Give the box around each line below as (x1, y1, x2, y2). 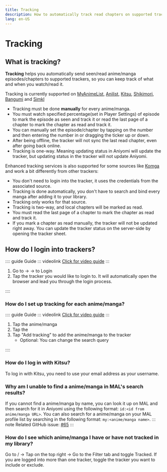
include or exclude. (5, 462, 45, 468)
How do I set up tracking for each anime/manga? (5, 301, 125, 308)
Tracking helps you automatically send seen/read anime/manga (5, 71, 136, 77)
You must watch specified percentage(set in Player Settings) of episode (12, 111, 160, 117)
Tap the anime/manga (12, 321, 57, 327)
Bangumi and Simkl (5, 96, 45, 102)
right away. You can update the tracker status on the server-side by (12, 226, 151, 232)
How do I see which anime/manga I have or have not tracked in (5, 434, 159, 441)
